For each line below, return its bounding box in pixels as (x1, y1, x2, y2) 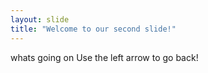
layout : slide (10, 14, 70, 25)
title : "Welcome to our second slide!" (10, 24, 177, 34)
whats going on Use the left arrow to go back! (10, 51, 199, 63)
